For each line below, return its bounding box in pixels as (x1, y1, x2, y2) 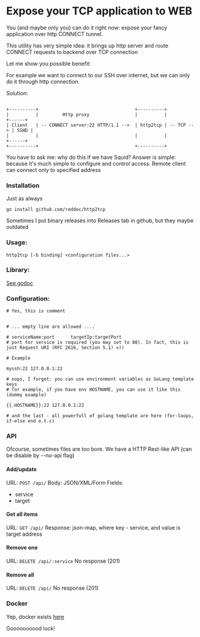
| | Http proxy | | (6, 111, 168, 117)
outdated (6, 224, 29, 231)
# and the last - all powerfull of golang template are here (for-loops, (6, 413, 195, 419)
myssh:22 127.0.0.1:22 (6, 366, 63, 372)
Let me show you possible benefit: (6, 60, 91, 67)
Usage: (6, 239, 28, 247)
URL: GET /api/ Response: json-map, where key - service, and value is (6, 524, 181, 531)
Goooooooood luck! (6, 624, 55, 632)
